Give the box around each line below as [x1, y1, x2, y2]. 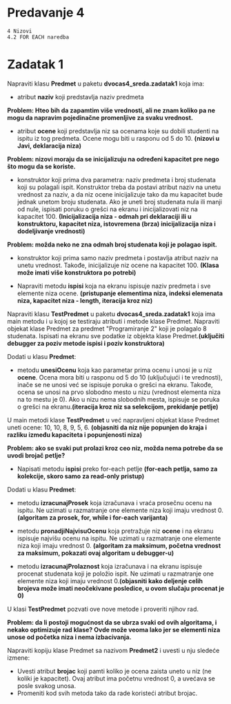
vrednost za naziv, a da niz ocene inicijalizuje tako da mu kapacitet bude [17, 190, 223, 198]
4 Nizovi [7, 28, 32, 35]
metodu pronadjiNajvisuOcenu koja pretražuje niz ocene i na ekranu [17, 527, 214, 535]
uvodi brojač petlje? [7, 451, 66, 460]
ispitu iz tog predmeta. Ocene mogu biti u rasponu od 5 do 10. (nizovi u [17, 134, 220, 142]
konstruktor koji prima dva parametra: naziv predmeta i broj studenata [17, 175, 216, 184]
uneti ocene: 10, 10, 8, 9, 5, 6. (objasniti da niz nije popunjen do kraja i [7, 423, 208, 431]
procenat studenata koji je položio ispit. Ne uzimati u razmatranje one [17, 569, 214, 578]
